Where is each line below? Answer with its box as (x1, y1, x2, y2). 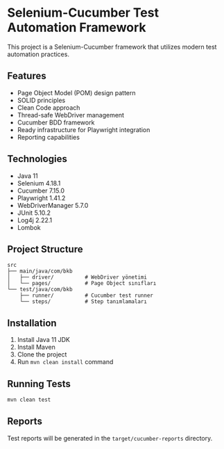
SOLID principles (17, 96, 66, 104)
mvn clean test (7, 396, 51, 403)
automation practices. (7, 50, 69, 58)
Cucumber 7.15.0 (17, 186, 64, 195)
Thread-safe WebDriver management (17, 111, 125, 119)
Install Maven (17, 343, 55, 352)
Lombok (17, 223, 42, 231)
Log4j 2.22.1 (17, 215, 53, 224)
